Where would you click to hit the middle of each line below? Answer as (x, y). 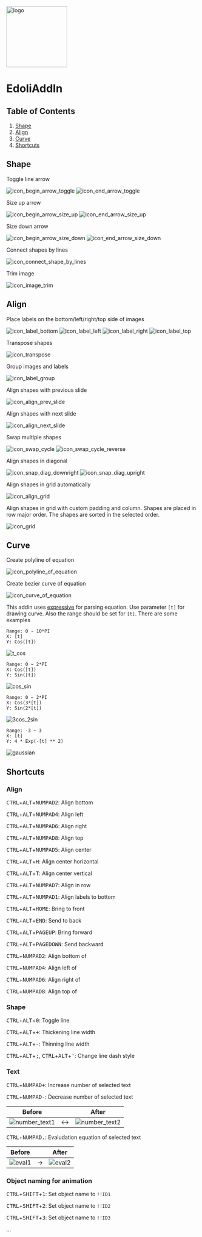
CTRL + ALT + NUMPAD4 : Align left (45, 814)
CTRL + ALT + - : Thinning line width (48, 1044)
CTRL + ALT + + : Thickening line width (51, 1032)
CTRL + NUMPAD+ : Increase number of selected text (69, 1085)
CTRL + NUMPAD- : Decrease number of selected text (70, 1097)
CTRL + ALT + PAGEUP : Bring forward (49, 932)
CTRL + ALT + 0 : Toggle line (38, 1021)
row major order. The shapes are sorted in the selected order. (83, 514)
